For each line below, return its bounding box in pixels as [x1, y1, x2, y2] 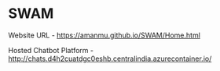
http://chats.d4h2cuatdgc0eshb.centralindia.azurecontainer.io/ [8, 54, 212, 63]
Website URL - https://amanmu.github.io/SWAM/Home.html [8, 30, 200, 40]
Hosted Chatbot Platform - [8, 45, 94, 55]
